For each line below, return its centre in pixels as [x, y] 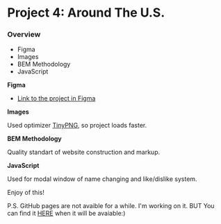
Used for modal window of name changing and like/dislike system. [102, 179]
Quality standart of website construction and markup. [84, 152]
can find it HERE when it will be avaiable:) [66, 214]
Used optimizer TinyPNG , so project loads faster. [77, 126]
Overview [24, 35]
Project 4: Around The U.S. [86, 13]
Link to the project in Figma [56, 98]
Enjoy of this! [26, 193]
